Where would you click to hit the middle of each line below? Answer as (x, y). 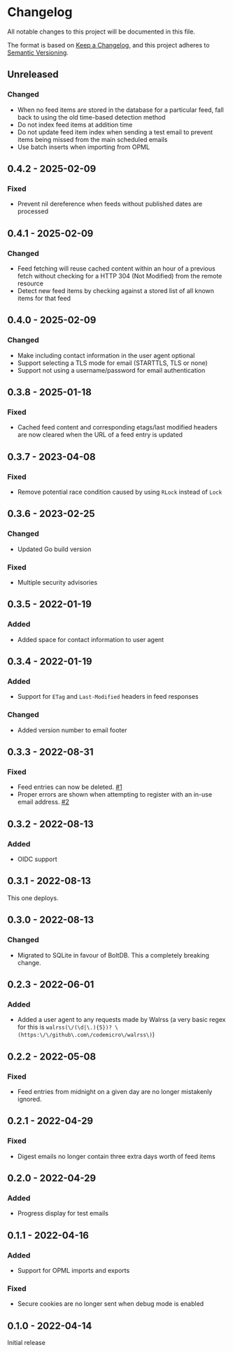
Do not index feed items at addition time (75, 124)
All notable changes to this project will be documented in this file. (101, 31)
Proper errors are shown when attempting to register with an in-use (114, 795)
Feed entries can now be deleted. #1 (70, 787)
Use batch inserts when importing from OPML (84, 147)
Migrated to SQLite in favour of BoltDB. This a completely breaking (113, 955)
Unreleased (33, 74)
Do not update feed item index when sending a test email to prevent (115, 132)
